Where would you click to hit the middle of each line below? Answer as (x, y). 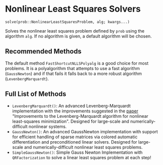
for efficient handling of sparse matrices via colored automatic (75, 137)
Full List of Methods (36, 94)
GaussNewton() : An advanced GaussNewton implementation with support (85, 131)
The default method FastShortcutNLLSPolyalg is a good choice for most (77, 63)
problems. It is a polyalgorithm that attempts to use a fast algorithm (72, 68)
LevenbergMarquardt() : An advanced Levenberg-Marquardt (71, 106)
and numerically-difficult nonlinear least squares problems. (83, 147)
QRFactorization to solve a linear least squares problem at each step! (81, 157)
